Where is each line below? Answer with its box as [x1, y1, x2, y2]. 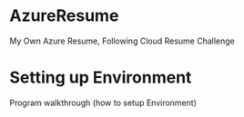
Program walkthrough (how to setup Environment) [9, 97, 198, 108]
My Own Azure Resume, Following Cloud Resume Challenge [9, 35, 235, 46]
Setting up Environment [9, 67, 192, 88]
